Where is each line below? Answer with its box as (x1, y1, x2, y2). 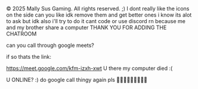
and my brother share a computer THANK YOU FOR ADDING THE (6, 24, 167, 31)
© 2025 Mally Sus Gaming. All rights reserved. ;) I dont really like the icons (6, 5, 190, 12)
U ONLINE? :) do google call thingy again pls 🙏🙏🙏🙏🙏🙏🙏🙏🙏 (6, 77, 148, 83)
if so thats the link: (6, 53, 52, 60)
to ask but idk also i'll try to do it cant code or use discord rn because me (6, 18, 186, 24)
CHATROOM (6, 30, 37, 37)
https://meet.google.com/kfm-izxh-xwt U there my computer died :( (6, 65, 173, 72)
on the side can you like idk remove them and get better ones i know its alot (6, 11, 192, 18)
